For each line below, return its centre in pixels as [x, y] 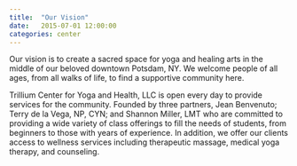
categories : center [45, 34]
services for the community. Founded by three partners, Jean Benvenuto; [143, 105]
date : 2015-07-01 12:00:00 [63, 26]
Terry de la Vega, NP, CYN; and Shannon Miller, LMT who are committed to [146, 114]
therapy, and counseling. [55, 152]
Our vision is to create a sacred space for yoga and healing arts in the [137, 59]
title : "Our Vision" [49, 17]
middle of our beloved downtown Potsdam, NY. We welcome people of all [144, 68]
